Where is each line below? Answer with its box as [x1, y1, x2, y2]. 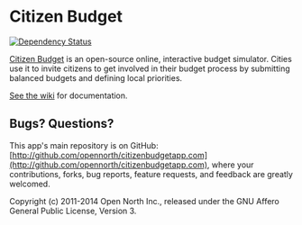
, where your [206, 159, 254, 170]
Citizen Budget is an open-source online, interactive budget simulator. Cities [9, 53, 293, 64]
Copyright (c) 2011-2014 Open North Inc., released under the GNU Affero [9, 195, 279, 206]
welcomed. [9, 178, 51, 189]
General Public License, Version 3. [9, 205, 137, 216]
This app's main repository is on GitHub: [9, 139, 160, 150]
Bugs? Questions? [9, 116, 114, 131]
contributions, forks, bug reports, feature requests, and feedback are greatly [9, 168, 293, 179]
